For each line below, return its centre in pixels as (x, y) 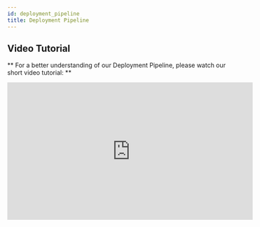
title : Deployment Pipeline (48, 20)
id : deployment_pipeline (43, 14)
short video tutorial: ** (40, 73)
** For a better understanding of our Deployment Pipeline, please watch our (117, 65)
